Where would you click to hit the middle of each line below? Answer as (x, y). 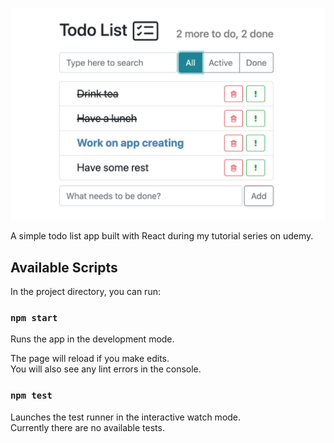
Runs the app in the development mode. (92, 339)
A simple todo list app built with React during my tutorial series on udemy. (162, 236)
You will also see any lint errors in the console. (106, 369)
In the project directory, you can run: (85, 291)
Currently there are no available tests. (87, 427)
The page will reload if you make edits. (90, 359)
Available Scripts (64, 267)
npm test (31, 396)
